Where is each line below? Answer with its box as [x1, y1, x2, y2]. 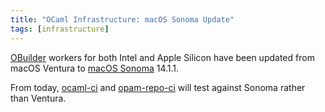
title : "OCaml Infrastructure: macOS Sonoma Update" [10, 14, 235, 25]
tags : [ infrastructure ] [10, 24, 110, 34]
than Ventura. [10, 92, 67, 104]
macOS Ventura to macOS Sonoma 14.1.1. [10, 62, 180, 74]
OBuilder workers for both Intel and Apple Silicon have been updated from [10, 51, 315, 63]
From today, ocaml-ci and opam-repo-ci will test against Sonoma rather [10, 81, 306, 93]
